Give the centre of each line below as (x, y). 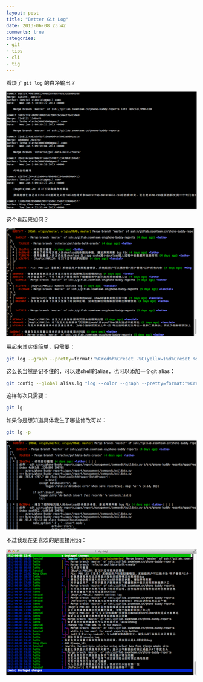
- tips (14, 51)
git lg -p (19, 432)
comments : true (25, 32)
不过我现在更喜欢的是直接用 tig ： (47, 540)
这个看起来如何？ (27, 220)
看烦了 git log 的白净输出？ (41, 82)
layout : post (23, 13)
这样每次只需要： (27, 396)
